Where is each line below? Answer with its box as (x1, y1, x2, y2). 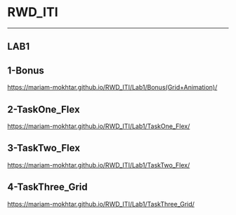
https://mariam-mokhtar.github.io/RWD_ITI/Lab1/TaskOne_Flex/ (7, 122, 190, 130)
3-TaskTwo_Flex (7, 142, 81, 154)
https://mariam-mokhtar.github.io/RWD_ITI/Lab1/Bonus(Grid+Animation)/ (7, 83, 218, 92)
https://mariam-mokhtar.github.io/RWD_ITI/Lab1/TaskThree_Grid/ (7, 200, 195, 208)
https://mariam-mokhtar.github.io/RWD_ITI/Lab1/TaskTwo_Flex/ (7, 160, 190, 169)
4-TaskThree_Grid (7, 181, 88, 193)
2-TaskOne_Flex (7, 103, 80, 116)
